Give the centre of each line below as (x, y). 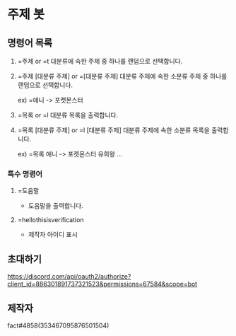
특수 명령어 (25, 174)
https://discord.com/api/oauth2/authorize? (69, 277)
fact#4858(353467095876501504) (58, 325)
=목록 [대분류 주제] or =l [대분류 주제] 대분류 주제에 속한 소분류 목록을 (113, 130)
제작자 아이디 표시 (53, 235)
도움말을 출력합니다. (55, 206)
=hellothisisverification (51, 220)
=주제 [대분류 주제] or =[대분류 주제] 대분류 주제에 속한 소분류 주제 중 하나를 (122, 76)
